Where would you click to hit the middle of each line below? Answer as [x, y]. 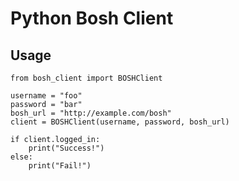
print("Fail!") [60, 166]
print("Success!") [66, 148]
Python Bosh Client [92, 18]
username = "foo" [46, 96]
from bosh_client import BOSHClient [86, 78]
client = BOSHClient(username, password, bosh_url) [120, 122]
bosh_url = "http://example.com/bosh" [91, 113]
